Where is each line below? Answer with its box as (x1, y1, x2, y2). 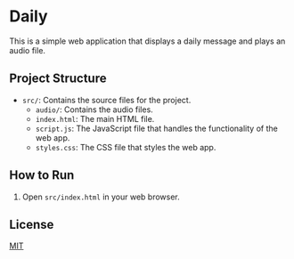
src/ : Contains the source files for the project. (21, 94, 192, 105)
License (9, 216, 54, 232)
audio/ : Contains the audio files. (35, 104, 153, 115)
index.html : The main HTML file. (35, 113, 155, 124)
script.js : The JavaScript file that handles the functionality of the (35, 123, 278, 134)
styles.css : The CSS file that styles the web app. (35, 142, 216, 152)
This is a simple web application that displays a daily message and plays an (9, 36, 286, 46)
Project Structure (9, 71, 107, 86)
